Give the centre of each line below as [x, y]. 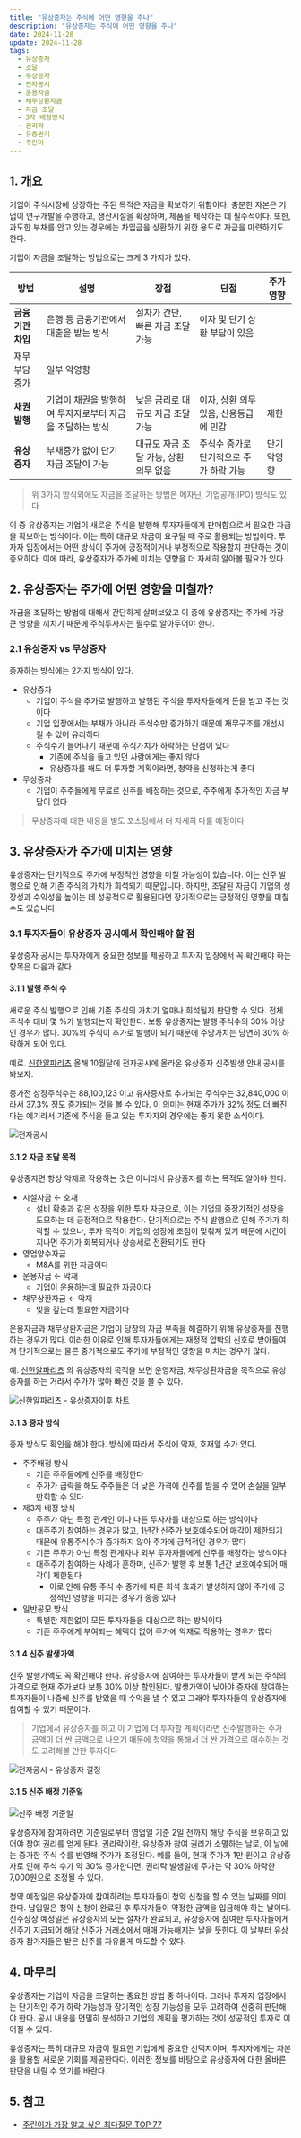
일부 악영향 [69, 369]
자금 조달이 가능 [78, 464]
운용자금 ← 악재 [50, 1276]
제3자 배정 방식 [49, 1508]
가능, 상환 [166, 456]
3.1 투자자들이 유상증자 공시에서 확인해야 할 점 [102, 934]
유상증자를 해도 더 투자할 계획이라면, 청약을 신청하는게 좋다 [152, 768]
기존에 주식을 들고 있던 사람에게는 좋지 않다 [124, 756]
